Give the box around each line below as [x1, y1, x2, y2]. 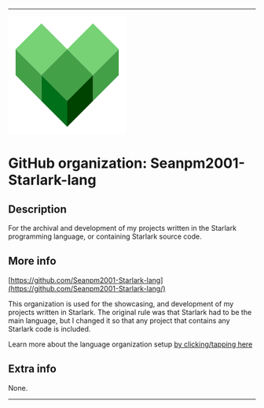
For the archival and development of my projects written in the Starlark [8, 224, 237, 232]
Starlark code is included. [8, 324, 91, 333]
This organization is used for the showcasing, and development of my [8, 299, 234, 308]
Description [8, 202, 67, 216]
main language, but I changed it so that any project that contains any [8, 316, 230, 325]
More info [8, 254, 57, 268]
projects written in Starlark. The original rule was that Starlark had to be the [8, 307, 252, 317]
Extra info [8, 362, 57, 376]
